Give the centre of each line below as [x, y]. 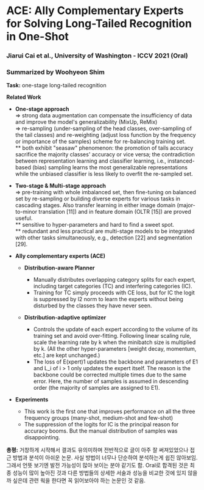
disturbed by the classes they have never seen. [93, 305]
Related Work [24, 97]
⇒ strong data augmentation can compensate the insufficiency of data [104, 115]
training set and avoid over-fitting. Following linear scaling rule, [112, 336]
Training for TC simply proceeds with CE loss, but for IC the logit [114, 293]
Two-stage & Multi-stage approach [61, 186]
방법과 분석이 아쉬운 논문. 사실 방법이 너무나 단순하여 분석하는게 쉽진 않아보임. [105, 458]
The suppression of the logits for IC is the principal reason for [101, 425]
